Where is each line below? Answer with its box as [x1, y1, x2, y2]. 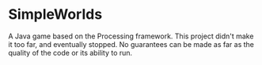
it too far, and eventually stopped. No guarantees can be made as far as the [8, 39, 255, 49]
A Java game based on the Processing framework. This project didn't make [8, 31, 254, 41]
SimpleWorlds [8, 5, 103, 23]
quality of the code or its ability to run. [8, 48, 133, 57]
